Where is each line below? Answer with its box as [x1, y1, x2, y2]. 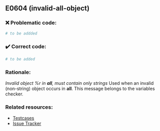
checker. [5, 91, 24, 97]
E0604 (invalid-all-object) [5, 4, 90, 13]
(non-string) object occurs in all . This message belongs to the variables [5, 86, 155, 92]
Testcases [12, 115, 35, 121]
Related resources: [5, 104, 53, 111]
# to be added [5, 56, 36, 61]
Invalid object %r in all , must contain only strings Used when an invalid [5, 80, 154, 86]
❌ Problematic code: [5, 19, 57, 26]
